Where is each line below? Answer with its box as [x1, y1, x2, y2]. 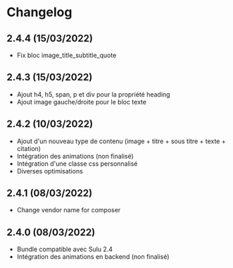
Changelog [6, 4, 73, 20]
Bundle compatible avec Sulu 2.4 [16, 245, 113, 254]
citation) [16, 144, 42, 152]
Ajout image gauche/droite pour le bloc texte [16, 97, 147, 106]
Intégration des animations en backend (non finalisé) [16, 252, 170, 261]
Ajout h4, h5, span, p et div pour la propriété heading [16, 90, 170, 99]
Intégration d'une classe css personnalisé [16, 159, 138, 168]
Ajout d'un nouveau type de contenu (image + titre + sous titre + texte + [16, 137, 226, 145]
